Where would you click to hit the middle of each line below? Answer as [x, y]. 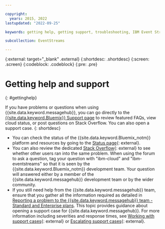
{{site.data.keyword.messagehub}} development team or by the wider [83, 179]
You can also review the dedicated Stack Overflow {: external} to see [81, 148]
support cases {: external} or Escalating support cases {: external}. [79, 221]
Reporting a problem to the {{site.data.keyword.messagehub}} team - [82, 200]
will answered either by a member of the [53, 174]
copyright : [16, 14]
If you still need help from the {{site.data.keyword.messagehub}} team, [84, 190]
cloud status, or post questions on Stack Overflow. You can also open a [77, 123]
